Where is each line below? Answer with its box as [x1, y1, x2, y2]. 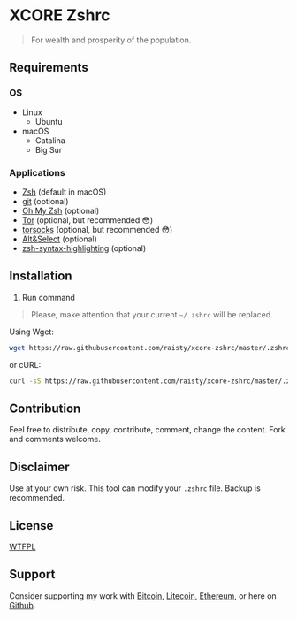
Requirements [9, 60, 88, 75]
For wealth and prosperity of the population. [30, 34, 192, 45]
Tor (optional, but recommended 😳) [21, 214, 153, 225]
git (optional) [21, 195, 69, 206]
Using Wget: [9, 326, 55, 337]
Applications [9, 166, 65, 179]
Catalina [34, 134, 66, 146]
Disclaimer [9, 459, 70, 474]
